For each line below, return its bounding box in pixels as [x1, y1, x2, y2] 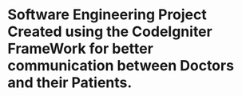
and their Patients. [7, 74, 133, 92]
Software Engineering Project [7, 6, 207, 24]
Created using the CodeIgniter [7, 22, 212, 41]
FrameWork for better [7, 40, 153, 58]
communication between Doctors [7, 57, 235, 75]
